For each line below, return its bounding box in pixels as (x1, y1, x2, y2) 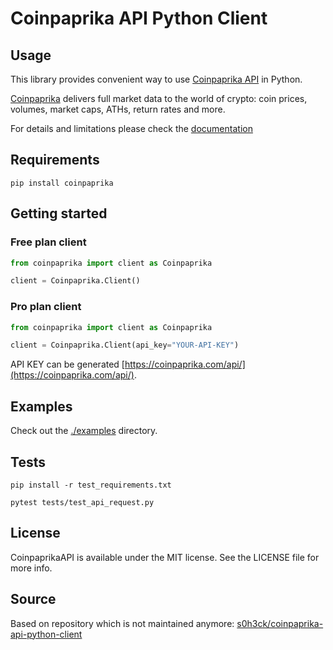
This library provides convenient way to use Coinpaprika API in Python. (10, 73, 303, 85)
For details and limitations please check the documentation (10, 123, 253, 134)
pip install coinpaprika (10, 178, 114, 188)
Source (10, 591, 57, 608)
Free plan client (10, 235, 87, 249)
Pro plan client (10, 300, 82, 314)
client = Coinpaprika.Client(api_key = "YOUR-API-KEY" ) (10, 340, 240, 351)
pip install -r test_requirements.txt (10, 480, 172, 490)
